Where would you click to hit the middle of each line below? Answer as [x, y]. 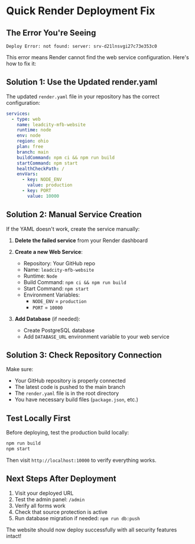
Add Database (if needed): [48, 318]
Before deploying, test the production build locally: [68, 433]
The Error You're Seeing [51, 33]
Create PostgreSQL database [59, 330]
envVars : [27, 174]
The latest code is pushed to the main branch [70, 387]
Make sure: [20, 369]
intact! [14, 536]
